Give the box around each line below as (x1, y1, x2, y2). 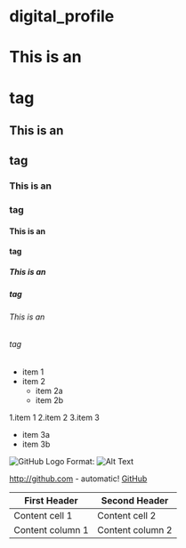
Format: (66, 455, 95, 466)
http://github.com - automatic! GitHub (9, 473, 148, 484)
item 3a (21, 429, 51, 439)
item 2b (35, 394, 64, 406)
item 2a (35, 385, 64, 396)
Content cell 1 (13, 509, 73, 521)
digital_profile (9, 6, 115, 27)
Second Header (101, 494, 169, 506)
